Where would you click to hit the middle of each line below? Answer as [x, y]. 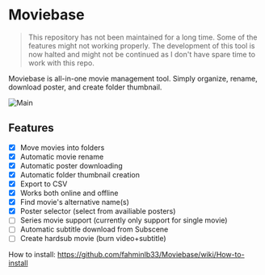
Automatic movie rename [62, 156]
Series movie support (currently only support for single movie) [124, 220]
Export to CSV [44, 184]
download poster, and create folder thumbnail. [85, 87]
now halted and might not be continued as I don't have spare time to [142, 54]
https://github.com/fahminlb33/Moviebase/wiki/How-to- [151, 255]
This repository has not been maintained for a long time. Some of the [143, 37]
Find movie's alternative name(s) [74, 202]
